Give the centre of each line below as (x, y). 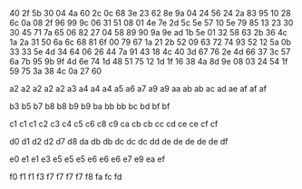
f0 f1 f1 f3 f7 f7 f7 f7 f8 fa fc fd (66, 177)
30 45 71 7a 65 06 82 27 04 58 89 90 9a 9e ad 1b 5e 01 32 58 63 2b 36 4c (149, 32)
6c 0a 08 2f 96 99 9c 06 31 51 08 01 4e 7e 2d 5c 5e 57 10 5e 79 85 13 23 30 (151, 23)
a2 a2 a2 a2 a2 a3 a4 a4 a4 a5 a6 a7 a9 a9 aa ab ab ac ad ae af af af (138, 89)
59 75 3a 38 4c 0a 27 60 (56, 71)
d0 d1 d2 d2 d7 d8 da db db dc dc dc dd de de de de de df (119, 141)
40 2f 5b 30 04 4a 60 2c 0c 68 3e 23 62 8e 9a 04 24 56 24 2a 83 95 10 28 (151, 13)
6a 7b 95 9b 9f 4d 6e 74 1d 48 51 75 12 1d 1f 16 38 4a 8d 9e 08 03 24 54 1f (149, 61)
